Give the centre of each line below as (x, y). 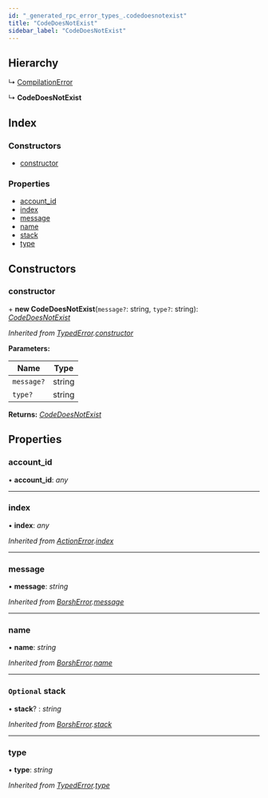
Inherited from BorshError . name (61, 663)
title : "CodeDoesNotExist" (53, 23)
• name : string (32, 648)
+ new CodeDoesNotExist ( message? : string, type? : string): (103, 309)
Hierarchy (33, 63)
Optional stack (37, 691)
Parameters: (29, 348)
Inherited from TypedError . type (59, 785)
